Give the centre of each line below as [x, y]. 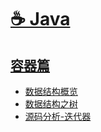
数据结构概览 [51, 91]
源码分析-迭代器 [58, 116]
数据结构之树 [51, 104]
